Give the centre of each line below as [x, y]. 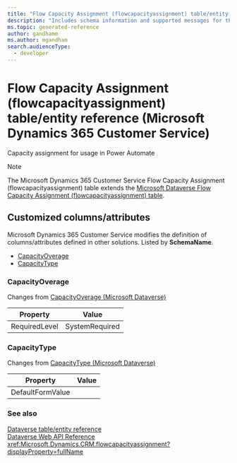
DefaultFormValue [41, 392]
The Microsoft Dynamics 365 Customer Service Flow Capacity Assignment [116, 180]
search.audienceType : [39, 47]
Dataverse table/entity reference [55, 429]
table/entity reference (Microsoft [106, 118]
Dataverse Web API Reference [51, 436]
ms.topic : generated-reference [53, 27]
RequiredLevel [35, 326]
